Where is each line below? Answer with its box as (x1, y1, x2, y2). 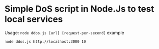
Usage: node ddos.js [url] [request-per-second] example (4, 30, 125, 35)
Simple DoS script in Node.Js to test (4, 3, 155, 15)
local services (4, 14, 63, 25)
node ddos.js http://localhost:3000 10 (4, 39, 86, 44)
